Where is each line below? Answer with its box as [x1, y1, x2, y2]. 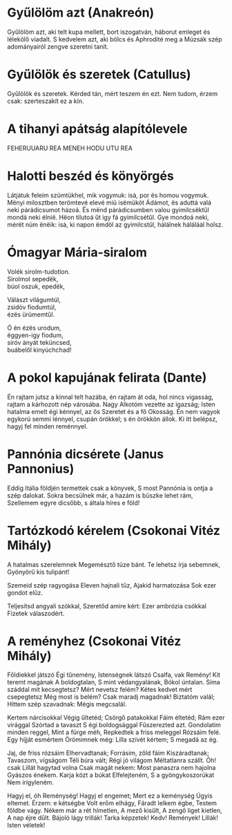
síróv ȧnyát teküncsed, [7, 338, 72, 346]
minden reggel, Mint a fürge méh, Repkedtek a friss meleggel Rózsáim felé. [7, 728, 221, 737]
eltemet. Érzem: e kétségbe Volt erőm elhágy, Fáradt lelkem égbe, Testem [7, 799, 217, 807]
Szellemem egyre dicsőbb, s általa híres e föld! [7, 498, 140, 507]
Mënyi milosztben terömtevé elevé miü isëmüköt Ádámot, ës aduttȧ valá [7, 198, 212, 207]
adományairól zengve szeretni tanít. [7, 42, 109, 50]
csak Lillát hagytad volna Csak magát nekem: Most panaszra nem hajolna [7, 764, 216, 772]
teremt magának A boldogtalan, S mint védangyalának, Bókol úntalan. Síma [7, 678, 221, 686]
